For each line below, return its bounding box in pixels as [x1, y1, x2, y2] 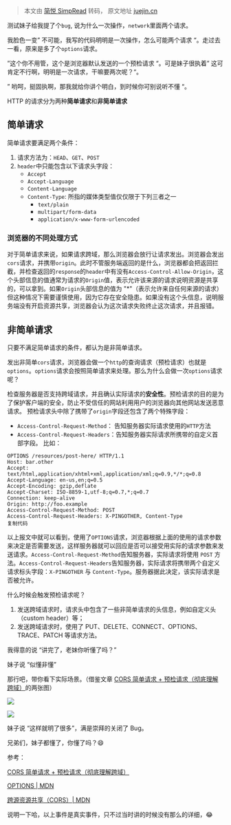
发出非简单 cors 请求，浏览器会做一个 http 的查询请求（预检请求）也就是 [7, 358, 207, 366]
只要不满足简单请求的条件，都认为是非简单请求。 [7, 343, 146, 352]
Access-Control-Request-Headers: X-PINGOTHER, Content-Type [7, 513, 184, 519]
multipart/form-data [37, 208, 97, 215]
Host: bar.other [7, 458, 54, 465]
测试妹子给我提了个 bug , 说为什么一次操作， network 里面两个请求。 [7, 21, 192, 30]
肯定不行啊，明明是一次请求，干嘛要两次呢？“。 [7, 68, 143, 76]
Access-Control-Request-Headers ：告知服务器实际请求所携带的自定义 [16, 430, 212, 438]
